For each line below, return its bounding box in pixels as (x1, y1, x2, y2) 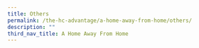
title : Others (7, 10, 50, 18)
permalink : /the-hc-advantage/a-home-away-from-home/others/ (7, 17, 193, 24)
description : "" (7, 23, 55, 30)
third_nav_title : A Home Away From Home (7, 30, 129, 37)
